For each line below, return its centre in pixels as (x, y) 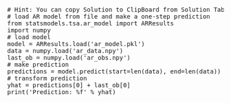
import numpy (29, 30)
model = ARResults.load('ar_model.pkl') (76, 44)
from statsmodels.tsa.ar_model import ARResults (90, 23)
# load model (29, 37)
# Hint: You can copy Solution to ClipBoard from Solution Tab (116, 10)
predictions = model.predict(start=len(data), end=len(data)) (114, 71)
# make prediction (38, 65)
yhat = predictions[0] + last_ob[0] (69, 85)
